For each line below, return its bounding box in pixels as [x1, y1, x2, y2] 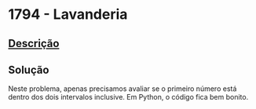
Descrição [8, 37, 60, 50]
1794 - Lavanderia [8, 5, 128, 24]
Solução [8, 63, 49, 76]
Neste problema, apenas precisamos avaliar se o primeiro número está [8, 84, 237, 93]
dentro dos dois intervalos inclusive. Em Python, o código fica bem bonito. [8, 93, 249, 102]
